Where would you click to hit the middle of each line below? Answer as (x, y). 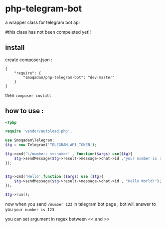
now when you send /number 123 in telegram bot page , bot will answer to (81, 204)
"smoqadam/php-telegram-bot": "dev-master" (69, 77)
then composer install (28, 95)
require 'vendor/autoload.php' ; (39, 131)
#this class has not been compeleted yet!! (48, 32)
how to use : (24, 111)
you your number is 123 (30, 210)
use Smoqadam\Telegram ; (30, 140)
